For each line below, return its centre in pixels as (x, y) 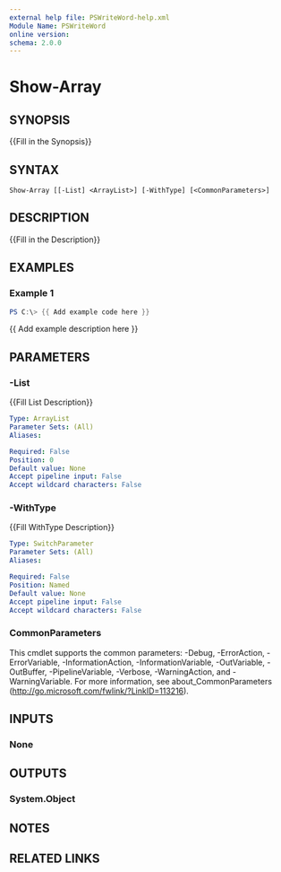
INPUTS (31, 719)
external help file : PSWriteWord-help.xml (89, 17)
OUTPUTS (38, 774)
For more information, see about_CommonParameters (174, 681)
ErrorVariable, (35, 662)
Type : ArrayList (39, 419)
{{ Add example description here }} (74, 329)
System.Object (43, 799)
